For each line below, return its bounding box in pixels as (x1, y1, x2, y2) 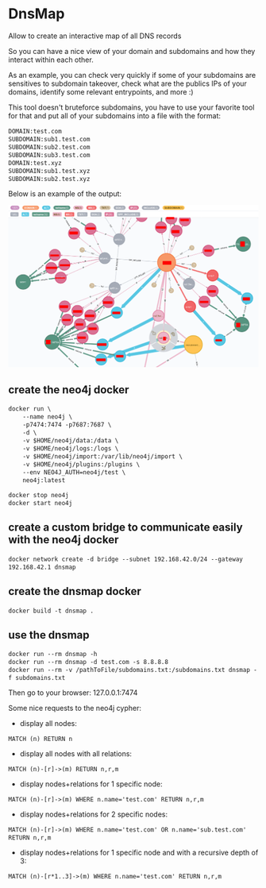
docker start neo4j (8, 500, 73, 508)
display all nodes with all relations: (19, 749, 133, 759)
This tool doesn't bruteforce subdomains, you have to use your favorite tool (8, 102, 255, 112)
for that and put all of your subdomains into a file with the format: (8, 110, 221, 120)
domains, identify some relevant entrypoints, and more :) (8, 87, 194, 96)
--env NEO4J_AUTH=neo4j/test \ (22, 469, 126, 477)
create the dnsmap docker (8, 585, 141, 598)
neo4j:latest (22, 477, 66, 485)
